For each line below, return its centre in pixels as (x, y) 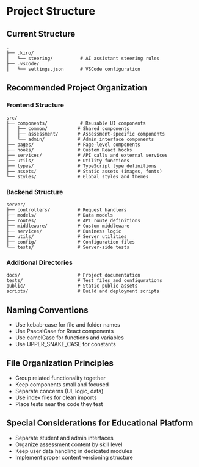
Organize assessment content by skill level (69, 444)
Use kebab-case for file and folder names (67, 325)
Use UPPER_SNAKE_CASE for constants (65, 344)
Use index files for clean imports (56, 397)
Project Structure (51, 11)
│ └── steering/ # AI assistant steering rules (83, 59)
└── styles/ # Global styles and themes (78, 176)
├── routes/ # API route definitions (73, 220)
